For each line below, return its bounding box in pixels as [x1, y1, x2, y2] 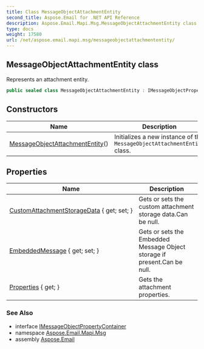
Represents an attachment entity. [6, 75, 89, 83]
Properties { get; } [9, 283, 59, 291]
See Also [6, 309, 33, 317]
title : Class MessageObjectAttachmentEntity [6, 8, 121, 15]
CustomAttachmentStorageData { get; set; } [9, 206, 133, 215]
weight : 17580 [6, 32, 42, 38]
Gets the [138, 276, 163, 284]
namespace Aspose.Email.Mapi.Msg [15, 329, 106, 336]
